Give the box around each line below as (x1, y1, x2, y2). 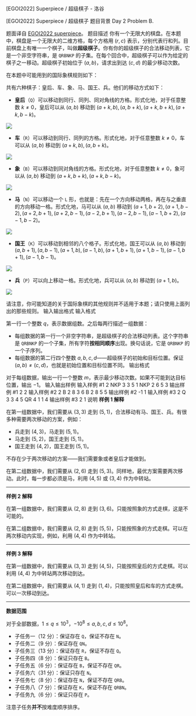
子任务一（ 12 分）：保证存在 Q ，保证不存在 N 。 (14, 632, 124, 639)
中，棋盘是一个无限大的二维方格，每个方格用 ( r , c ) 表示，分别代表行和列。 (6, 37, 184, 44)
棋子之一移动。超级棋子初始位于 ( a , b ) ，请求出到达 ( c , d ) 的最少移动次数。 (6, 59, 183, 66)
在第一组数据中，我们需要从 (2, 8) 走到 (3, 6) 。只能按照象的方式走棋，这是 (6, 505, 184, 512)
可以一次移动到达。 (6, 590, 52, 596)
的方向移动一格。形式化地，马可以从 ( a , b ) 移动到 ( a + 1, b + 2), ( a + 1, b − (14, 203, 188, 210)
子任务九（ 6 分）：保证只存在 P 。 (14, 691, 93, 698)
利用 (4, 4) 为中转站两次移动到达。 (6, 570, 89, 577)
